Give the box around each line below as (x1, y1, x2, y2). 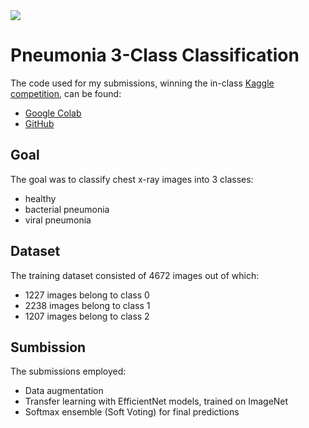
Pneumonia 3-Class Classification (10, 44, 300, 67)
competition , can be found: (10, 87, 122, 99)
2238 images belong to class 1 (24, 299, 151, 311)
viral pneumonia (24, 214, 92, 226)
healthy (24, 192, 57, 204)
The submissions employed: (10, 365, 127, 378)
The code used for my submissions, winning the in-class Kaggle (10, 77, 275, 89)
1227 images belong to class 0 (24, 289, 150, 301)
